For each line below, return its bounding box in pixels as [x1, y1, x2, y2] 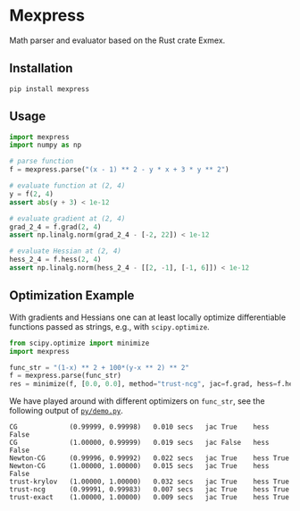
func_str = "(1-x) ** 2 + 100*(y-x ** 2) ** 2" [9, 363, 190, 372]
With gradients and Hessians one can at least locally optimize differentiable [9, 312, 287, 323]
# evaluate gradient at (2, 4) [9, 214, 126, 223]
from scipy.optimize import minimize [9, 339, 150, 348]
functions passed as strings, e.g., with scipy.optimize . [9, 321, 210, 331]
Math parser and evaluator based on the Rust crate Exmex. [9, 35, 226, 46]
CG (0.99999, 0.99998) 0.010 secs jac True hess [9, 423, 270, 431]
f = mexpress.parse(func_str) [9, 372, 122, 381]
